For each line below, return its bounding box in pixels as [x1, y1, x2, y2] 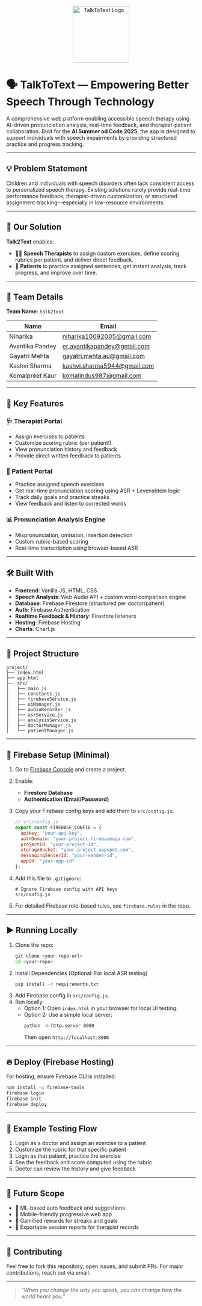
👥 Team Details [6, 292, 63, 302]
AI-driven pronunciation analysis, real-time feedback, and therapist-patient [6, 121, 192, 128]
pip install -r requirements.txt [14, 981, 99, 987]
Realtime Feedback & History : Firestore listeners [14, 612, 136, 620]
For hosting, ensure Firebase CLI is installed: [6, 1073, 116, 1080]
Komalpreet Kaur [9, 371, 57, 380]
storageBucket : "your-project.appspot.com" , [20, 847, 134, 853]
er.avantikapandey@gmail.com [62, 342, 150, 351]
